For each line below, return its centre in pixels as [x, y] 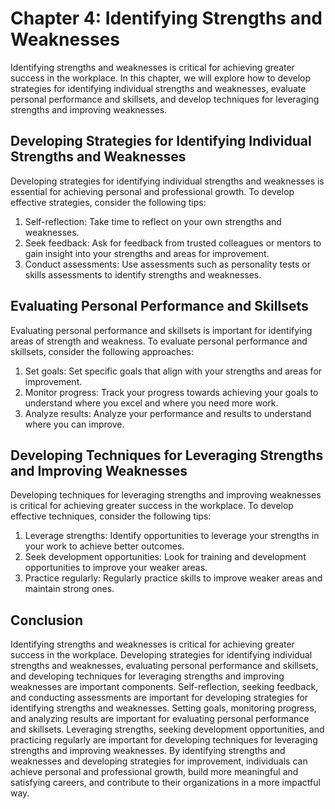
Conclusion [47, 620]
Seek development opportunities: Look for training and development [165, 557]
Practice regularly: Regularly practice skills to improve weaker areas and [173, 578]
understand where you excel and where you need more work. [151, 403]
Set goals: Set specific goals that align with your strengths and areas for [173, 371]
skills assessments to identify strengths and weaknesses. [143, 274]
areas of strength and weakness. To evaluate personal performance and [159, 341]
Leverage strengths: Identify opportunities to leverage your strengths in [172, 536]
